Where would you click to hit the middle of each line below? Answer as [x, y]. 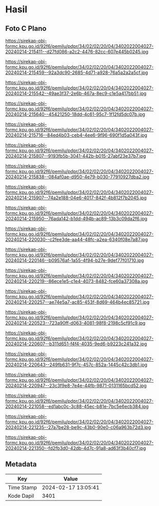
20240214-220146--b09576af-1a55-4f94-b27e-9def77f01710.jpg [75, 260]
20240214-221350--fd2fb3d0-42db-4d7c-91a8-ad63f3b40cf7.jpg [76, 448]
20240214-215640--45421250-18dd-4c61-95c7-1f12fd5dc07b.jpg [75, 114]
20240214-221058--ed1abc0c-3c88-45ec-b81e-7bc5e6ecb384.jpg [77, 406]
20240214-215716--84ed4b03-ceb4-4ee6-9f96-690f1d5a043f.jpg [76, 135]
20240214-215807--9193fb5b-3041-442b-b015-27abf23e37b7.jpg [76, 156]
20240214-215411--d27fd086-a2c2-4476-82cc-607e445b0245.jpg [77, 52]
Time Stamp [23, 488]
